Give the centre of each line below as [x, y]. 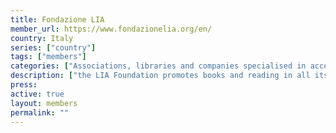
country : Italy [42, 38]
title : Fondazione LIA [57, 19]
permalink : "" [40, 112]
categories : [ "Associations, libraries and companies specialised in [158, 66]
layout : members [44, 103]
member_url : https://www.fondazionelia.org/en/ [111, 29]
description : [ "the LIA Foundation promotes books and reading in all [160, 76]
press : [24, 85]
